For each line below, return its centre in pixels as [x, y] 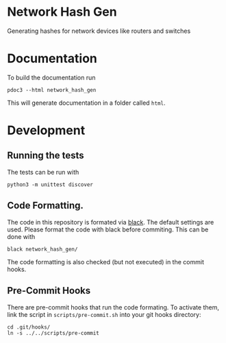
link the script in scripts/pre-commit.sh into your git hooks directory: [104, 314]
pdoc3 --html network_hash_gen [52, 90]
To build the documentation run [51, 77]
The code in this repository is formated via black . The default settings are [111, 222]
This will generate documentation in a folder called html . [86, 103]
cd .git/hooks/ [29, 327]
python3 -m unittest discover [50, 185]
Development [46, 130]
